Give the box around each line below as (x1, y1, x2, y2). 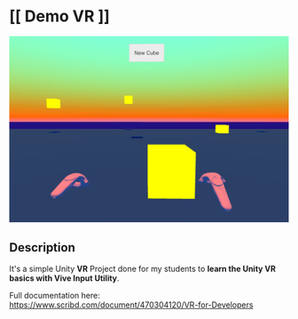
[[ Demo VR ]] (9, 6, 111, 27)
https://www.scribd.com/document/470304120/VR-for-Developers (9, 299, 254, 310)
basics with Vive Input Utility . (9, 273, 120, 283)
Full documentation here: (9, 290, 100, 300)
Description (9, 240, 75, 255)
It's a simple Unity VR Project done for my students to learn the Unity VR (9, 263, 277, 274)
